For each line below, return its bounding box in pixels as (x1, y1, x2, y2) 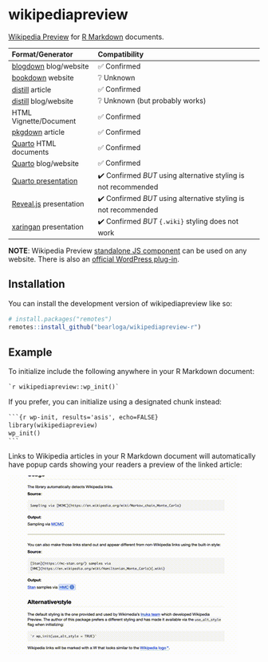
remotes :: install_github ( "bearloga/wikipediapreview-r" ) (8, 323, 202, 332)
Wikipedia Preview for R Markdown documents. (8, 32, 165, 41)
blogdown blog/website (11, 61, 89, 71)
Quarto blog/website (11, 158, 80, 168)
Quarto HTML (11, 139, 57, 148)
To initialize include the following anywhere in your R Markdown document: (8, 367, 255, 376)
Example (8, 345, 53, 359)
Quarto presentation (11, 175, 78, 185)
